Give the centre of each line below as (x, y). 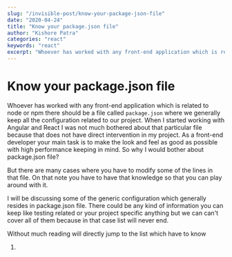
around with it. (28, 184)
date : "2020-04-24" (35, 20)
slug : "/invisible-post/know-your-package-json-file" (86, 13)
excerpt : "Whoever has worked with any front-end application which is (112, 53)
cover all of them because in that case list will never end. (88, 220)
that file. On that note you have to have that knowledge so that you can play (115, 178)
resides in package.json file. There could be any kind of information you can (115, 205)
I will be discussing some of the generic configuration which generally (107, 198)
